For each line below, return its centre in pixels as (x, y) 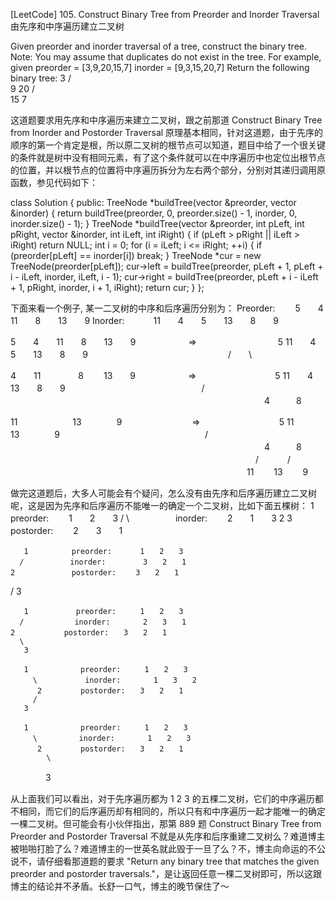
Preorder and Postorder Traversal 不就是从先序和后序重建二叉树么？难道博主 (168, 836)
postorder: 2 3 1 (66, 530)
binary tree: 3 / (41, 78)
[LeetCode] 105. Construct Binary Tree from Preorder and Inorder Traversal (165, 14)
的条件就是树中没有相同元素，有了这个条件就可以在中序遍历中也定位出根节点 (168, 157)
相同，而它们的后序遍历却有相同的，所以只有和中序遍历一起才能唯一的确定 (172, 811)
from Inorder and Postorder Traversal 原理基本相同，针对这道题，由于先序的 (167, 132)
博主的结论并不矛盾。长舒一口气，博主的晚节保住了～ (120, 886)
